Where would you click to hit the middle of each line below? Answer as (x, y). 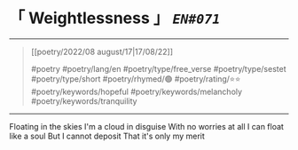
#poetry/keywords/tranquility (84, 101)
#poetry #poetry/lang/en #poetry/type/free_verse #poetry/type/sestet (158, 68)
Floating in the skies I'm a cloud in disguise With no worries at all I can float (146, 126)
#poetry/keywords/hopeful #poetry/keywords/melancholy (136, 91)
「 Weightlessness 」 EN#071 (115, 18)
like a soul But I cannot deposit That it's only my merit (107, 136)
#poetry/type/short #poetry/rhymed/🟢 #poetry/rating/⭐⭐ (136, 79)
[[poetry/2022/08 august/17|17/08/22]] (102, 51)
